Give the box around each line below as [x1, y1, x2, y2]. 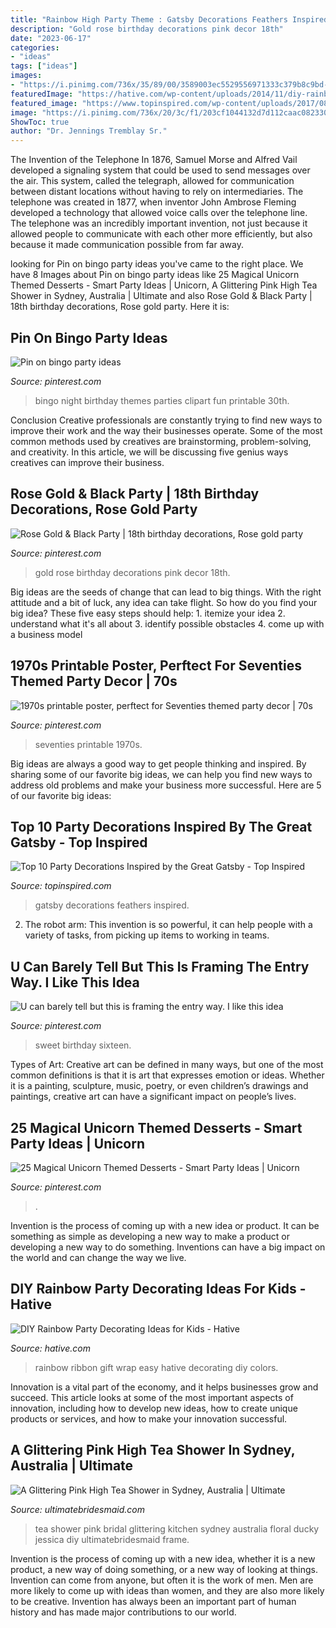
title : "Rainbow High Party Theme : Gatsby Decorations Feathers [10, 14, 288, 25]
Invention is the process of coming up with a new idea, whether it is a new [10, 1552, 316, 1565]
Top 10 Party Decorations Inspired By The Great [10, 818, 313, 835]
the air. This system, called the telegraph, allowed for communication [10, 175, 295, 187]
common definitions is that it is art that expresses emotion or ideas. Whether [10, 1069, 325, 1081]
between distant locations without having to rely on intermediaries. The [10, 186, 304, 198]
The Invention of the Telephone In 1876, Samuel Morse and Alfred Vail [10, 154, 298, 166]
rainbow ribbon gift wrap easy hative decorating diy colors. [34, 1361, 279, 1373]
